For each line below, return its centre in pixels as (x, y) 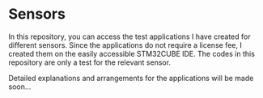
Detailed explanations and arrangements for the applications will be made (131, 78)
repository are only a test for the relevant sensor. (90, 62)
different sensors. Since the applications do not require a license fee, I (125, 45)
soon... (20, 87)
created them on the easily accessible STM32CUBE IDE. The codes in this (131, 53)
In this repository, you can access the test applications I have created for (129, 36)
